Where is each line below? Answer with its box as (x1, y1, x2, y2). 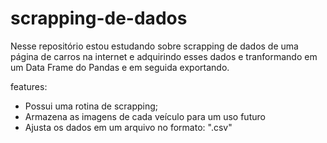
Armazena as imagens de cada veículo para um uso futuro (24, 110, 266, 122)
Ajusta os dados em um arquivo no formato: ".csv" (24, 121, 233, 133)
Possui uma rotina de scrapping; (24, 100, 159, 112)
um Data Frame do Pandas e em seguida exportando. (10, 61, 230, 73)
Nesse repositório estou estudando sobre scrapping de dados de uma (10, 40, 299, 52)
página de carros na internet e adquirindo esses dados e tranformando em (10, 50, 318, 62)
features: (10, 80, 48, 92)
